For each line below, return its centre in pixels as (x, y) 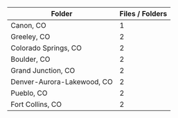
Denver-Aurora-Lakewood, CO (62, 82)
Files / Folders (143, 14)
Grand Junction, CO (43, 70)
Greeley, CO (30, 36)
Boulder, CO (30, 59)
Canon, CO (28, 25)
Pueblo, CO (29, 93)
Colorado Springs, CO (46, 48)
